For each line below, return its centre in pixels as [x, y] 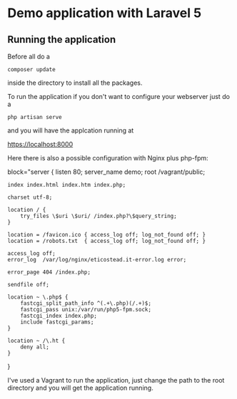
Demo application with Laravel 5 [105, 13]
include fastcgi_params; [57, 322]
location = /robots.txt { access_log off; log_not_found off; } [106, 241]
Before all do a [29, 56]
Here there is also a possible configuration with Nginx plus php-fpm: [108, 158]
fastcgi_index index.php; [59, 316]
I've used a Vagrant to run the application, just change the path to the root [116, 380]
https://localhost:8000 [40, 144]
